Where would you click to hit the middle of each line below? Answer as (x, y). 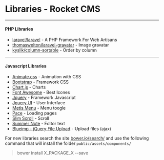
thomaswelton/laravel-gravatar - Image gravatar (61, 45)
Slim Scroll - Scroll (31, 118)
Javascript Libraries (26, 66)
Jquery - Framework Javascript (44, 98)
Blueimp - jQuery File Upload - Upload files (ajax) (61, 129)
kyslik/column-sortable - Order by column (54, 50)
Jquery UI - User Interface (39, 103)
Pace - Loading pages (34, 113)
